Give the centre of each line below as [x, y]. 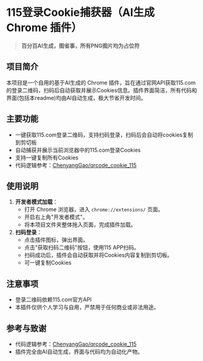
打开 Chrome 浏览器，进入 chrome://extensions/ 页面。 [94, 209]
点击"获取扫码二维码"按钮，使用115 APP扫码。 [82, 248]
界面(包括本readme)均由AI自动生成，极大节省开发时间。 [76, 97]
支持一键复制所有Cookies [47, 157]
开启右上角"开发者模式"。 [56, 217]
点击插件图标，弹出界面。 [56, 240]
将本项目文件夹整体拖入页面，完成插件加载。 [80, 225]
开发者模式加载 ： [36, 202]
